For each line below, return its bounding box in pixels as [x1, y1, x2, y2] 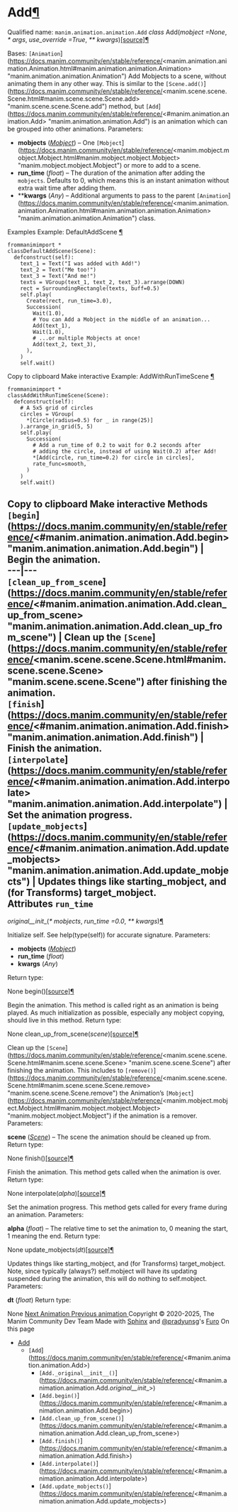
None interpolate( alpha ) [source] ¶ [7, 1189, 106, 1197]
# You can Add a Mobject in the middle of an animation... [33, 315, 211, 323]
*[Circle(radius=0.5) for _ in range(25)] [25, 416, 154, 423]
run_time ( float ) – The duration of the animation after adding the [17, 168, 205, 177]
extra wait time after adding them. [17, 183, 117, 192]
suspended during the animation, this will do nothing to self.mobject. [7, 1274, 208, 1282]
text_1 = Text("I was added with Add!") [20, 260, 141, 267]
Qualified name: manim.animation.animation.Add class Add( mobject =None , [7, 28, 227, 36]
